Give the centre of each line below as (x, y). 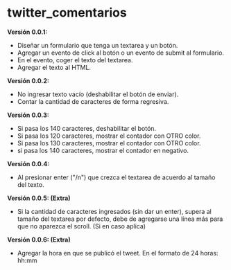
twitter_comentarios (67, 13)
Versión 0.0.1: (27, 32)
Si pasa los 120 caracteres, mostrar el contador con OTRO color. (109, 136)
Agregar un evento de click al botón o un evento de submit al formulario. (120, 53)
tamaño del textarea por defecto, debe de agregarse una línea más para (120, 219)
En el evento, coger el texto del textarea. (75, 60)
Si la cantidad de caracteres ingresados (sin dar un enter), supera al (114, 211)
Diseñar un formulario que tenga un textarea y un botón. (97, 45)
